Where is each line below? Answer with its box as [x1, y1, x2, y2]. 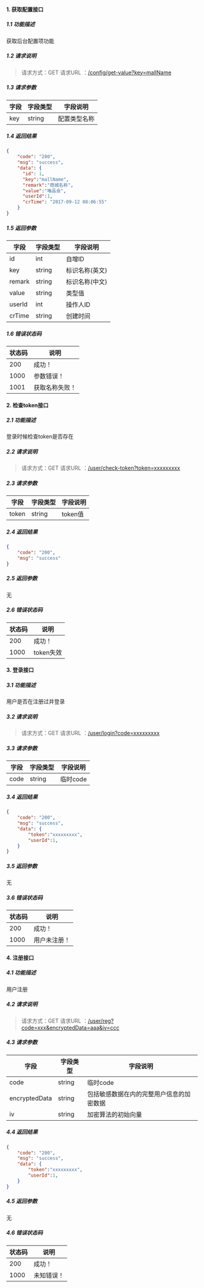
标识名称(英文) [66, 266, 107, 274]
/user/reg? [87, 1017, 114, 1025]
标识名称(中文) [66, 277, 107, 286]
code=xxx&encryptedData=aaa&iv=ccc [21, 1024, 120, 1031]
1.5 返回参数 [6, 224, 36, 231]
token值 [61, 510, 84, 518]
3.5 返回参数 [6, 862, 38, 869]
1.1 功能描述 [6, 21, 35, 28]
